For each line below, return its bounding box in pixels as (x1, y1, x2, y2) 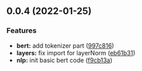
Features (6, 26, 37, 35)
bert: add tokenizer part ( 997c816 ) (16, 41, 115, 50)
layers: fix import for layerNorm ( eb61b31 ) (16, 48, 136, 57)
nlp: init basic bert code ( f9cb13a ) (16, 56, 113, 64)
